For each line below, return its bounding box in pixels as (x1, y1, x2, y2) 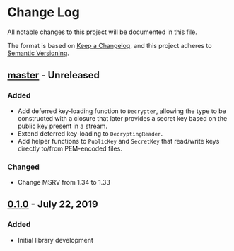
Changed (7, 162, 40, 172)
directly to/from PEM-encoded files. (17, 144, 122, 153)
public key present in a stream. (17, 122, 107, 130)
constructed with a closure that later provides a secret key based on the (17, 114, 228, 122)
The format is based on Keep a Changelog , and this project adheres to (7, 41, 212, 49)
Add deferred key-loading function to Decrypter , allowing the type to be (17, 107, 226, 115)
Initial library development (17, 235, 94, 244)
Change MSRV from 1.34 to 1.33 (17, 177, 111, 186)
